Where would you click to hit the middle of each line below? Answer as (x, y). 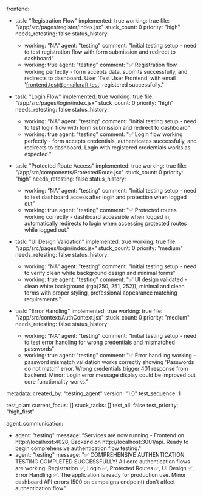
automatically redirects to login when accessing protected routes (105, 223)
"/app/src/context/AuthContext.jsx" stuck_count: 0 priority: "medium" (102, 317)
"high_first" (20, 412)
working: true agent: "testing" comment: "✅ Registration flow (101, 65)
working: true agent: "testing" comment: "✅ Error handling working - (110, 355)
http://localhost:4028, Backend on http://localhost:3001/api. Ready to (102, 442)
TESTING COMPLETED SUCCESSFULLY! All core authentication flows (102, 462)
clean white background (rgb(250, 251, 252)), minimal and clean (105, 286)
